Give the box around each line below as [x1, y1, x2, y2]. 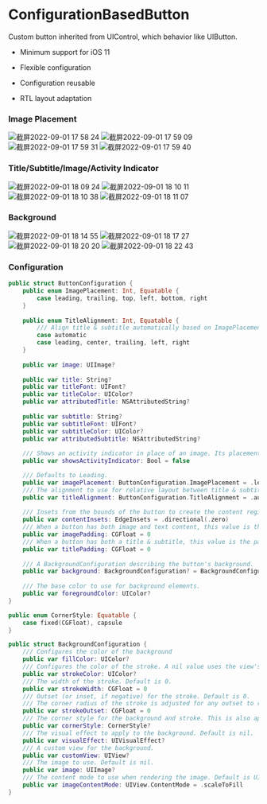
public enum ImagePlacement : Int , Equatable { [22, 287, 180, 295]
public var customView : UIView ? [22, 752, 130, 759]
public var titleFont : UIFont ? [22, 383, 126, 391]
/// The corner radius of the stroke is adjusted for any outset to [22, 700, 254, 708]
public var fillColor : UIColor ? [22, 655, 130, 663]
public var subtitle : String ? [22, 412, 123, 421]
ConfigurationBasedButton [8, 6, 190, 24]
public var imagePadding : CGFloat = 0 [22, 530, 151, 538]
